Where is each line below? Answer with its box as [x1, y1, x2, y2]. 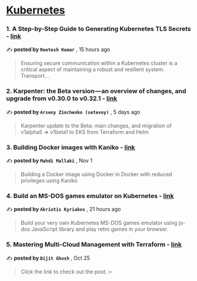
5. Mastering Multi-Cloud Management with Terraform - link [6, 241, 182, 249]
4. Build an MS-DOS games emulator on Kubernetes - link [6, 192, 175, 200]
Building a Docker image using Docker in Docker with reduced [20, 171, 173, 178]
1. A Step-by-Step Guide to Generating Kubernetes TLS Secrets [6, 25, 191, 33]
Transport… [20, 72, 49, 79]
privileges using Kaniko [20, 177, 78, 184]
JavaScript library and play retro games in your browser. [31, 226, 169, 233]
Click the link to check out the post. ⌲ [20, 268, 112, 275]
